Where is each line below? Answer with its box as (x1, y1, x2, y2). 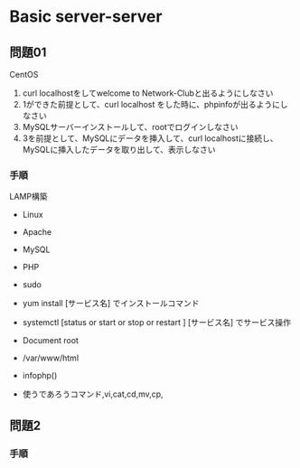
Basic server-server (9, 6, 163, 27)
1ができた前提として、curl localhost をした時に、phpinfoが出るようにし (22, 99, 289, 109)
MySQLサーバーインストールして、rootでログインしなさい (22, 122, 239, 132)
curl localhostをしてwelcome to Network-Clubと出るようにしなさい (22, 88, 274, 98)
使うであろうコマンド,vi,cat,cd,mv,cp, (22, 388, 164, 399)
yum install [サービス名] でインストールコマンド (22, 298, 201, 309)
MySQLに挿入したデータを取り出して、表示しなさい (22, 145, 216, 154)
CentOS (9, 70, 39, 80)
